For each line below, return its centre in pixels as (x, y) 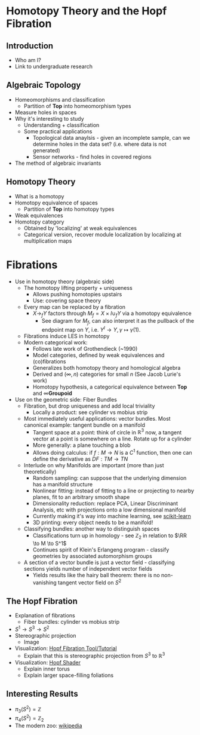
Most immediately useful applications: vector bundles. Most (97, 418)
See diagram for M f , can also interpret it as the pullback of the (118, 322)
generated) (46, 150)
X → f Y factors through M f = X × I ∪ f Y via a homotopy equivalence (112, 314)
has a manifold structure (63, 485)
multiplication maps (48, 241)
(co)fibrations (49, 361)
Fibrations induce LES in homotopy (67, 336)
